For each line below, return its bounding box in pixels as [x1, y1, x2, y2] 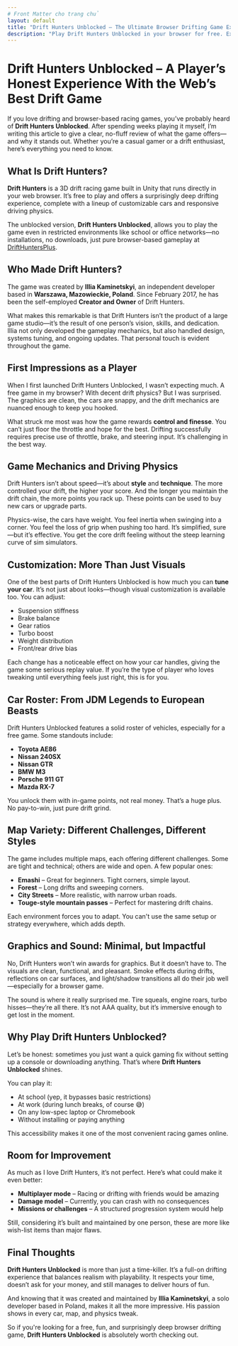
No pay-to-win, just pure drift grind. [7, 804, 111, 813]
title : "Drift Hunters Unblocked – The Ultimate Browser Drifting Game [7, 23, 223, 31]
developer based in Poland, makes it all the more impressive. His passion [7, 1302, 220, 1311]
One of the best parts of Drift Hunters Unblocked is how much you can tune [7, 578, 229, 586]
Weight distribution [17, 637, 74, 645]
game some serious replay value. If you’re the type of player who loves [7, 665, 215, 674]
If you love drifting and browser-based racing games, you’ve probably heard [7, 114, 230, 123]
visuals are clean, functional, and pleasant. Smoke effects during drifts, [7, 966, 215, 975]
